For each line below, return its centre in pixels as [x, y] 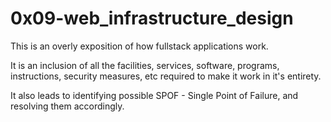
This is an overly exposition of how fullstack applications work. [139, 46]
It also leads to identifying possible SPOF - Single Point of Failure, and [154, 95]
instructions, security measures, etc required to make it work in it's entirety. [166, 76]
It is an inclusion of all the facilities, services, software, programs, [145, 65]
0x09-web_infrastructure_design [152, 18]
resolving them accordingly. [67, 106]
